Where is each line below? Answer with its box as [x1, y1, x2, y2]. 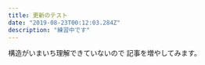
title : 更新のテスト [8, 11, 68, 20]
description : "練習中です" [8, 26, 90, 34]
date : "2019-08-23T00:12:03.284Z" [8, 19, 121, 27]
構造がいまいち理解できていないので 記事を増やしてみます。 [8, 49, 202, 58]
